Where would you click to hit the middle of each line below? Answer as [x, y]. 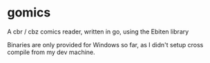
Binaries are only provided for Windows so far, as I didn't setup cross [105, 45]
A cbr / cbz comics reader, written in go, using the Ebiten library [98, 32]
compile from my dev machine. [51, 52]
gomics [29, 13]
